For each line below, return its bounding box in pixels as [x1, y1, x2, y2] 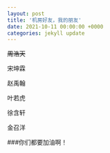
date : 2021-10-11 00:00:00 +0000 [7, 23, 104, 30]
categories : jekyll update [7, 29, 85, 37]
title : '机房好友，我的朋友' [7, 17, 82, 24]
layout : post [7, 10, 45, 17]
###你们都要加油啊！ [7, 138, 68, 147]
